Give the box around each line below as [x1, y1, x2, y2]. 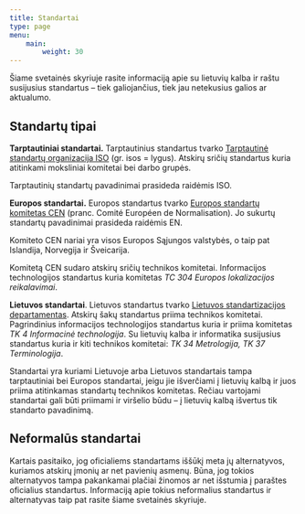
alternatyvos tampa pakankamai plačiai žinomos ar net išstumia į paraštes [9, 475, 288, 486]
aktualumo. [9, 92, 52, 103]
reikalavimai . [9, 281, 58, 293]
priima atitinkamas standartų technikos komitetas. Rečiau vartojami [9, 385, 261, 396]
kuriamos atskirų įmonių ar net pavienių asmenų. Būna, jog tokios [9, 465, 255, 476]
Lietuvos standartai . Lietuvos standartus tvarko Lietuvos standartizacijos [9, 299, 286, 310]
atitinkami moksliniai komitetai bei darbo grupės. [9, 162, 192, 173]
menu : [9, 30, 30, 39]
